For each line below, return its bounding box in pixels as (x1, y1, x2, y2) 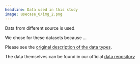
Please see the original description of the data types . (5, 44, 112, 50)
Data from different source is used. (5, 25, 76, 31)
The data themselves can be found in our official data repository (5, 53, 135, 59)
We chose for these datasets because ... (5, 35, 87, 41)
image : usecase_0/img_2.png (5, 12, 63, 17)
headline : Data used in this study (5, 7, 78, 12)
